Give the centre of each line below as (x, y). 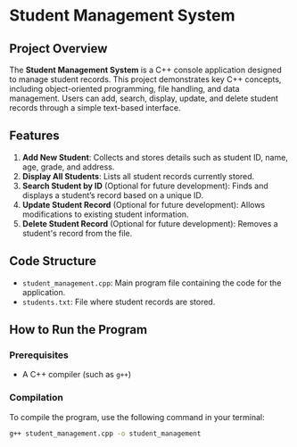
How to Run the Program (78, 330)
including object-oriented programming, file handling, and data (124, 89)
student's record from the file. (77, 233)
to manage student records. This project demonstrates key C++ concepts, (145, 79)
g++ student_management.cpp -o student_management (105, 434)
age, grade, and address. (68, 167)
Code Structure (53, 261)
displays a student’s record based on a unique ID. (112, 195)
